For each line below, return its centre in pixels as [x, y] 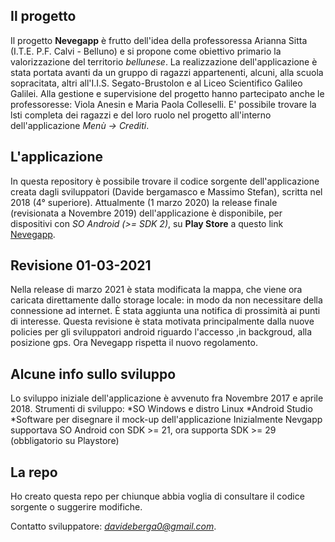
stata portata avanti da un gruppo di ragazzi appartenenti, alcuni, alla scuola [167, 72]
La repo [34, 472]
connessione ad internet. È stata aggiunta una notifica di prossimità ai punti [165, 311]
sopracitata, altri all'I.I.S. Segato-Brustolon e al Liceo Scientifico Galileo [156, 83]
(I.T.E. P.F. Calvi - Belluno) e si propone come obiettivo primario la [146, 51]
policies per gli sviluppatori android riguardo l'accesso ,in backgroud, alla [161, 332]
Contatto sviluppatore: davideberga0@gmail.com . [113, 526]
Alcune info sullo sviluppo [93, 374]
